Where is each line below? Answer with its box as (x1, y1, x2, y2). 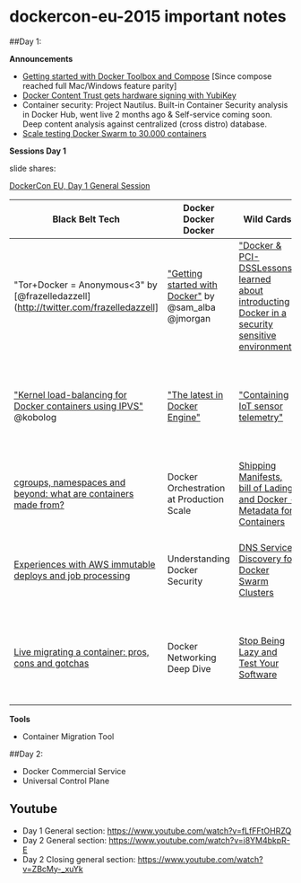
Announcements (9, 53, 73, 64)
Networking (167, 651, 217, 664)
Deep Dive (167, 662, 211, 675)
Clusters (238, 586, 275, 598)
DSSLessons (238, 261, 293, 274)
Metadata (238, 504, 279, 517)
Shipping (238, 459, 277, 472)
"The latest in (167, 388, 224, 401)
